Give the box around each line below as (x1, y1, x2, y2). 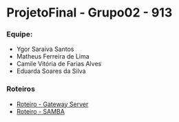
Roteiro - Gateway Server (16, 100, 89, 108)
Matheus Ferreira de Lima (16, 52, 90, 61)
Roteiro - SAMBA (16, 107, 65, 115)
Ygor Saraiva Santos (16, 45, 74, 53)
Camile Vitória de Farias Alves (16, 60, 102, 68)
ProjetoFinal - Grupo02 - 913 (6, 5, 173, 21)
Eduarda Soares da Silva (16, 67, 87, 75)
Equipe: (6, 30, 33, 39)
